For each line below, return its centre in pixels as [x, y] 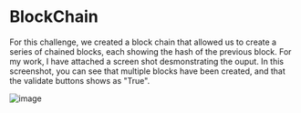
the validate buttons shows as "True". [80, 80]
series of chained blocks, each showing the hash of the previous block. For [150, 51]
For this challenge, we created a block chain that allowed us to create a [143, 42]
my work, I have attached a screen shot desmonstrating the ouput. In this [147, 61]
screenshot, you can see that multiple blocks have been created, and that [147, 71]
